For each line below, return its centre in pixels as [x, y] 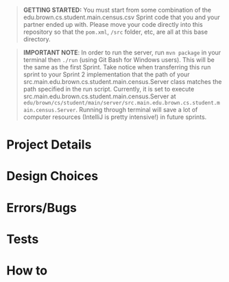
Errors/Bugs [41, 207]
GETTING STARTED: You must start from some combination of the [117, 10]
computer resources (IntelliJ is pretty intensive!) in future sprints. [115, 117]
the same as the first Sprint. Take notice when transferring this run [117, 67]
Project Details [49, 145]
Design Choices [52, 176]
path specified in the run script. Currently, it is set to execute [109, 89]
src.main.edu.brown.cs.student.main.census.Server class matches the [122, 82]
